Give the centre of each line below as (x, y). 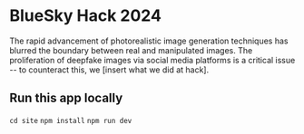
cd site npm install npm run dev (71, 120)
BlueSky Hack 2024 (85, 16)
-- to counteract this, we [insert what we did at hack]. (109, 70)
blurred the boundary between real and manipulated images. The (131, 50)
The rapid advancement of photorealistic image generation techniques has (149, 41)
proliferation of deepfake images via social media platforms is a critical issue (152, 60)
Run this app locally (66, 98)
